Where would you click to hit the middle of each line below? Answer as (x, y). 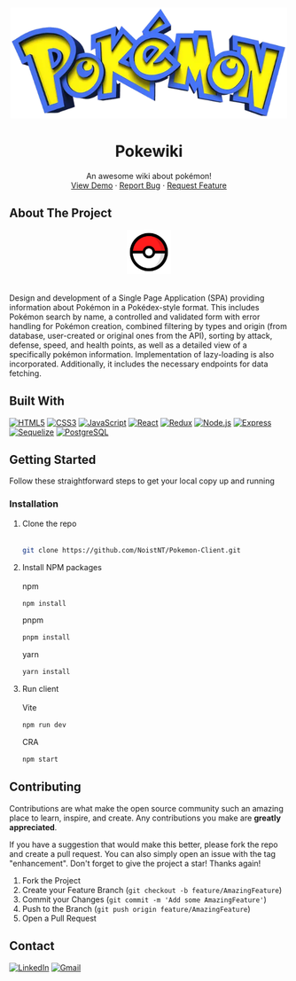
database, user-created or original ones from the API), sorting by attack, (141, 335)
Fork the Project (51, 880)
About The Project (61, 213)
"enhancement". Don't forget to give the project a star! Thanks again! (135, 863)
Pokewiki (149, 151)
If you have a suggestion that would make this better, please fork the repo (144, 844)
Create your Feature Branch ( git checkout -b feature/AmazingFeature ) (152, 890)
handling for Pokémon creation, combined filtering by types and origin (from (148, 326)
